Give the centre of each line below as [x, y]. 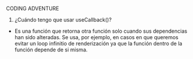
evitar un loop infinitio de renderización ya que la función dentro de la [98, 44]
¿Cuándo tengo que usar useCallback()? [63, 20]
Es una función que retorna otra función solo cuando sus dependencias [101, 31]
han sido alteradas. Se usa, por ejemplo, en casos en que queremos [96, 37]
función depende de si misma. [51, 50]
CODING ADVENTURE [33, 8]
